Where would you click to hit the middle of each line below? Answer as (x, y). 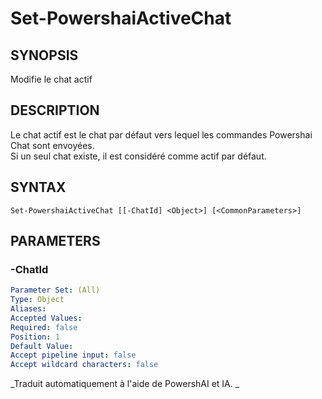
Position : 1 (35, 337)
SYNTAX (38, 187)
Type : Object (37, 300)
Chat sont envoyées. (52, 145)
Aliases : (28, 309)
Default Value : (42, 346)
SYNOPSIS (44, 55)
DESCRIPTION (55, 110)
